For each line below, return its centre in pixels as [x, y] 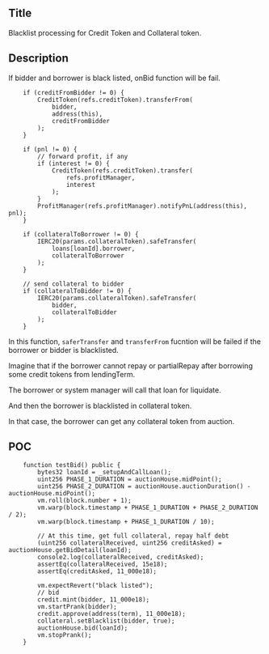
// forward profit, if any [83, 156]
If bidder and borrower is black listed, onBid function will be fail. [114, 78]
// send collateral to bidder [74, 284]
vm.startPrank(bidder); [77, 607]
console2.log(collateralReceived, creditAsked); [121, 558]
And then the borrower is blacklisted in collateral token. [100, 406]
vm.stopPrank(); [65, 635]
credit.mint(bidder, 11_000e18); [94, 600]
